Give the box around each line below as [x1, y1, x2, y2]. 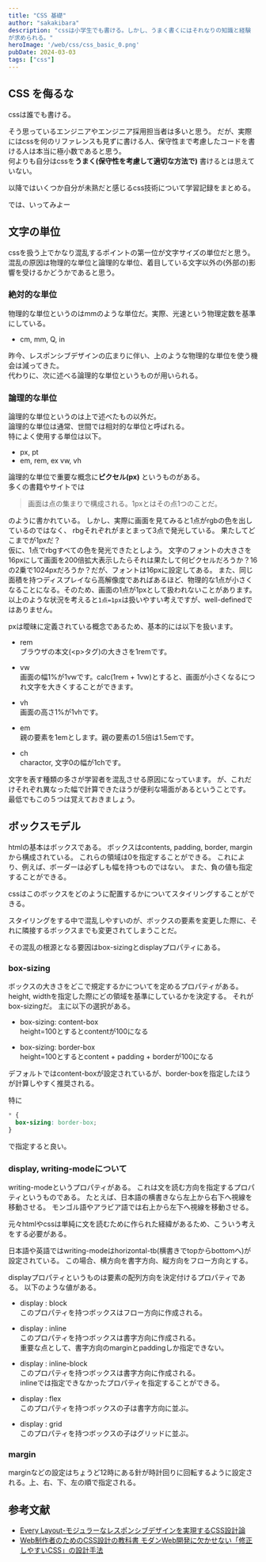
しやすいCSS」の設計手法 [19, 1545, 104, 1555]
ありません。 [14, 605, 57, 615]
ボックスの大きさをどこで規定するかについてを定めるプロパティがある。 [8, 981, 243, 991]
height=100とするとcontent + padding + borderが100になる [19, 1052, 215, 1061]
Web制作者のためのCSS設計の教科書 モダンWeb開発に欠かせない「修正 [19, 1536, 253, 1545]
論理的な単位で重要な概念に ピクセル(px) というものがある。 [8, 472, 204, 482]
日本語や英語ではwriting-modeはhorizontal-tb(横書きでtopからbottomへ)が [8, 1246, 252, 1255]
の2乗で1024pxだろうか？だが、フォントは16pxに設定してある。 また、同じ [8, 566, 253, 575]
